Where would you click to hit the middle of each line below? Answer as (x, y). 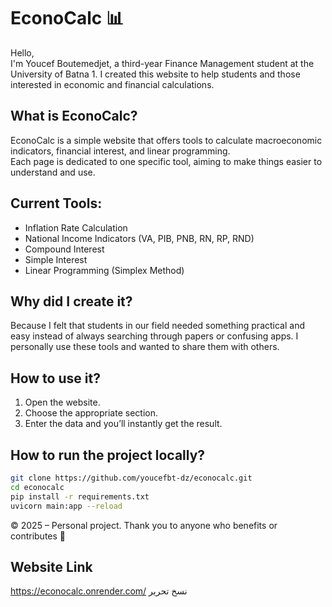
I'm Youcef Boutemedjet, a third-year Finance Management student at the (162, 63)
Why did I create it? (71, 301)
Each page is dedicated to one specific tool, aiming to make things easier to (166, 161)
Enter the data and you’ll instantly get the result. (123, 424)
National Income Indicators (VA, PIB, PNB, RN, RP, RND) (139, 238)
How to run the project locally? (108, 455)
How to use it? (55, 378)
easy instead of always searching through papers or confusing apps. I (154, 336)
